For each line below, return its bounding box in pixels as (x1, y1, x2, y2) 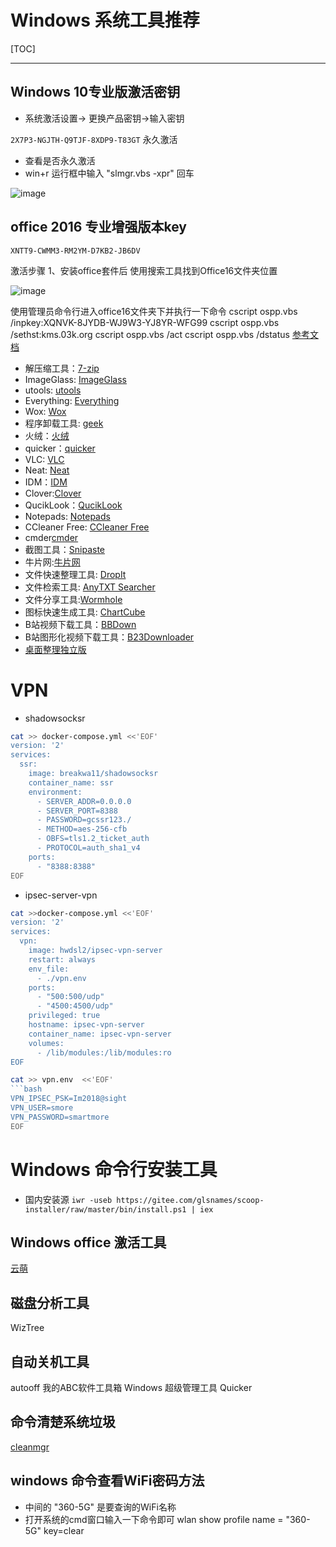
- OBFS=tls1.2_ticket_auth (36, 834, 150, 844)
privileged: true (28, 1011, 101, 1021)
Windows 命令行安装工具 (10, 1158, 218, 1181)
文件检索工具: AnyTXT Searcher (24, 581, 156, 593)
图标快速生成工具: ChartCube (24, 606, 146, 618)
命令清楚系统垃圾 (10, 1414, 116, 1431)
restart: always (28, 954, 97, 965)
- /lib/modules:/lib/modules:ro (36, 1047, 172, 1058)
